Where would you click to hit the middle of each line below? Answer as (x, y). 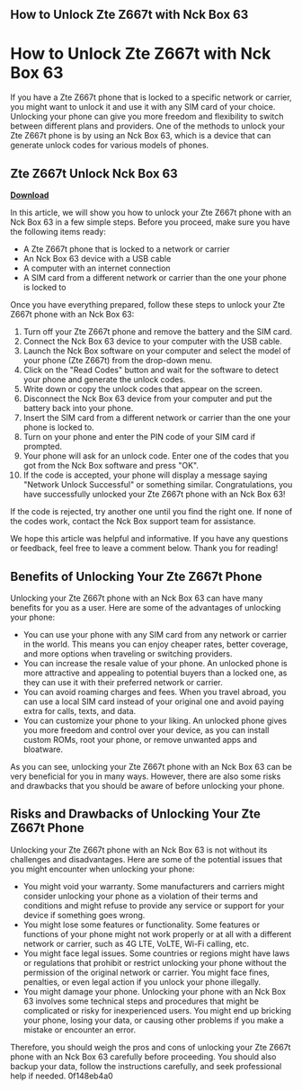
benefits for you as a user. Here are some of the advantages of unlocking (146, 607)
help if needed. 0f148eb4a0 (62, 1076)
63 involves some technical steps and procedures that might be (141, 1001)
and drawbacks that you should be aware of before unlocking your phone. (147, 785)
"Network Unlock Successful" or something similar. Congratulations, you (158, 485)
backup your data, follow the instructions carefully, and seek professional (146, 1066)
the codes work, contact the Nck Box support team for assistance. (133, 522)
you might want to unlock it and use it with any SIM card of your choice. (143, 107)
